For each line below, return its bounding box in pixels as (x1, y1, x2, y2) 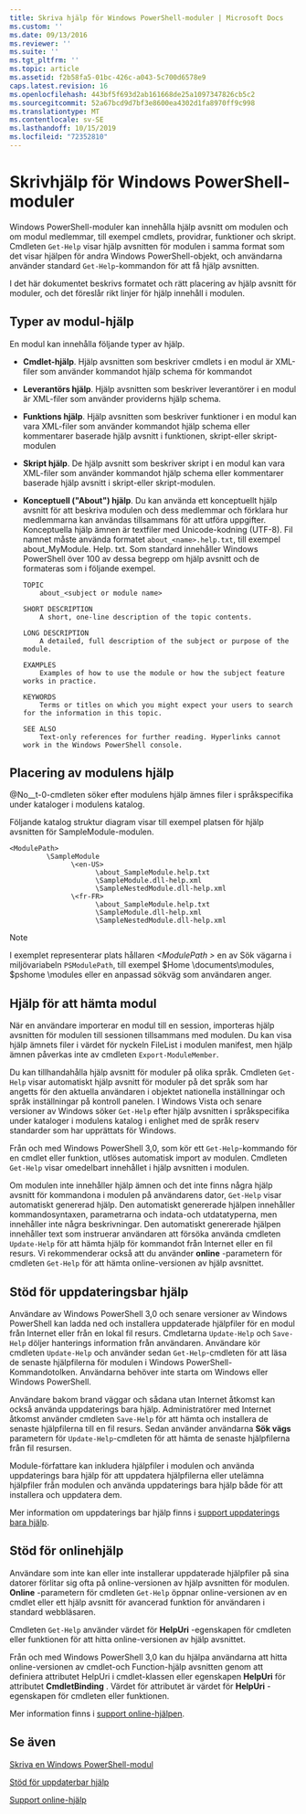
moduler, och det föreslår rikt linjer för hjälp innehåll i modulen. (9, 287, 245, 298)
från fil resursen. (9, 1443, 72, 1454)
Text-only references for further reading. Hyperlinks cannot (39, 732, 281, 741)
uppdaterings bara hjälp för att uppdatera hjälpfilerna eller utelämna (9, 1470, 265, 1481)
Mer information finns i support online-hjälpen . (9, 1708, 185, 1719)
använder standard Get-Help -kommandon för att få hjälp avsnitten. (9, 260, 259, 271)
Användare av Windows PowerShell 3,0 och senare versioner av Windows (9, 1309, 288, 1320)
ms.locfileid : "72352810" (9, 133, 108, 142)
